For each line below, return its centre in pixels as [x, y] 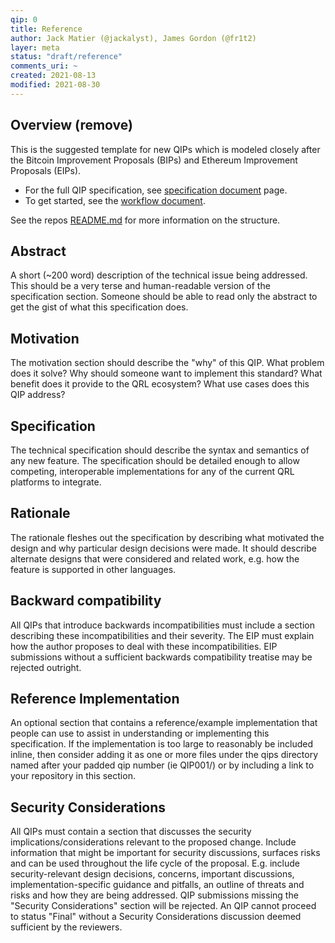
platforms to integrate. [56, 482]
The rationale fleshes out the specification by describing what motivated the [167, 537]
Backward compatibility [86, 601]
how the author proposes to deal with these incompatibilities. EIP [144, 646]
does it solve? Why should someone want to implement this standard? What [166, 373]
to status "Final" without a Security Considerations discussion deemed [156, 917]
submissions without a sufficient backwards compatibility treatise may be [161, 657]
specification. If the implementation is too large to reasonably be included [161, 744]
